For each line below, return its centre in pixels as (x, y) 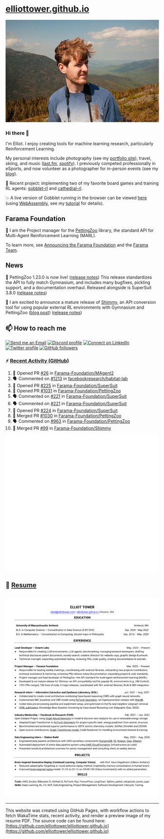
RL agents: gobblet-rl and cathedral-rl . (44, 188)
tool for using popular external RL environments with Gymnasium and (75, 307)
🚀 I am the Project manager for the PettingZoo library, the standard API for (80, 230)
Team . (12, 250)
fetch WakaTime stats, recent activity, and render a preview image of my (78, 815)
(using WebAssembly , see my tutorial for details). (55, 204)
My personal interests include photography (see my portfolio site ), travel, (79, 158)
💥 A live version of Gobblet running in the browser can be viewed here (76, 198)
